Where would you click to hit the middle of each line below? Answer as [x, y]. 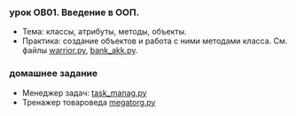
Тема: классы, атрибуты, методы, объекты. [105, 32]
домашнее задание [54, 73]
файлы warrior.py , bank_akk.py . [80, 50]
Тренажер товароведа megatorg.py [89, 102]
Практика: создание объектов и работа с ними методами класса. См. [155, 41]
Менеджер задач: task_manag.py [85, 93]
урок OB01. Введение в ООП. [74, 12]
